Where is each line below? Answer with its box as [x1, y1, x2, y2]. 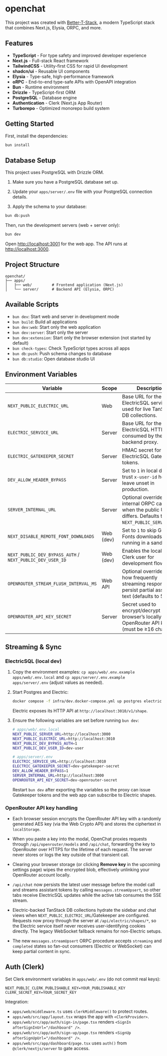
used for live [122, 406, 151, 413]
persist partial [122, 586, 154, 593]
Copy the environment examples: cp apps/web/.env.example [12, 669, 135, 675]
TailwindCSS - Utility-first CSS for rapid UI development [12, 63, 128, 69]
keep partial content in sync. [12, 948, 71, 954]
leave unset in [122, 480, 155, 486]
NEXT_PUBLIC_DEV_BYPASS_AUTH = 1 [12, 741, 78, 746]
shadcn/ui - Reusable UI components [12, 68, 90, 74]
